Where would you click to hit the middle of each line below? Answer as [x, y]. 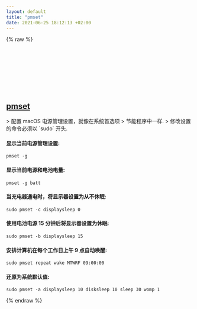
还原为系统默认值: [28, 276]
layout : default [26, 12]
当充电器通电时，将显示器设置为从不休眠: [56, 197]
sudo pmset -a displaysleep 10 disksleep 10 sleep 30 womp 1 [83, 290]
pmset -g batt [24, 183]
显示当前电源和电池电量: [35, 170]
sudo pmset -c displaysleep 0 [43, 210]
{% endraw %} [24, 301]
